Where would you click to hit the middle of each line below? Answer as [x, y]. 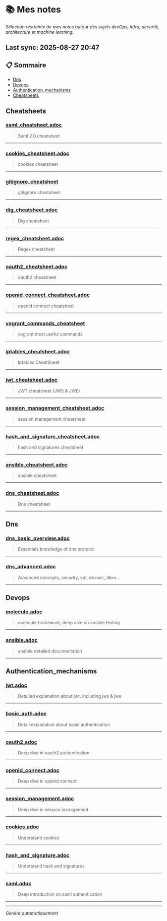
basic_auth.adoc [26, 714]
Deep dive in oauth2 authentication [54, 753]
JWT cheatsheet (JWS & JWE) [49, 391]
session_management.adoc [40, 798]
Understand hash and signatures [51, 866]
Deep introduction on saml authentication [60, 894]
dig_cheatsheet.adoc [32, 210]
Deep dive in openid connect [47, 781]
